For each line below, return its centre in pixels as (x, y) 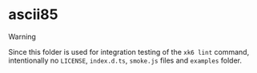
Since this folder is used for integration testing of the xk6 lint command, (129, 52)
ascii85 (33, 15)
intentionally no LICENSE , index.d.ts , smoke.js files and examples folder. (125, 60)
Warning (22, 36)
